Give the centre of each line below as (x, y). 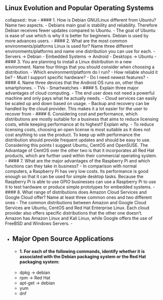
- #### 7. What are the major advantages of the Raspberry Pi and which (78, 161)
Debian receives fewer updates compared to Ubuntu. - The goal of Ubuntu (80, 30)
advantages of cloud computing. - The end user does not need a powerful (80, 93)
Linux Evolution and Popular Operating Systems (80, 8)
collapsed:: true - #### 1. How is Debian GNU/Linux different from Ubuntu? (81, 20)
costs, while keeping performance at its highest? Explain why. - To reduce (80, 124)
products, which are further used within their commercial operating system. (81, 155)
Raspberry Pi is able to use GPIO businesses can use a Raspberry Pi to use (81, 182)
